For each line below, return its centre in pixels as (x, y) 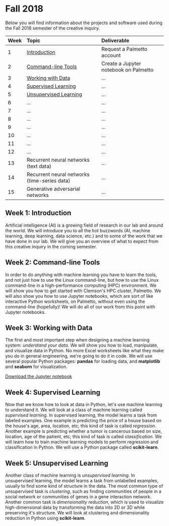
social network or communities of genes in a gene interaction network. (78, 497)
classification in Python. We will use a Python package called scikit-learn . (82, 447)
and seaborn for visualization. (36, 367)
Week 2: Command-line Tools (53, 262)
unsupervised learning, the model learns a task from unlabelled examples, (82, 481)
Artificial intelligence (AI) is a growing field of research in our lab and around (84, 225)
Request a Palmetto (124, 49)
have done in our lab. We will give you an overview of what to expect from (82, 241)
